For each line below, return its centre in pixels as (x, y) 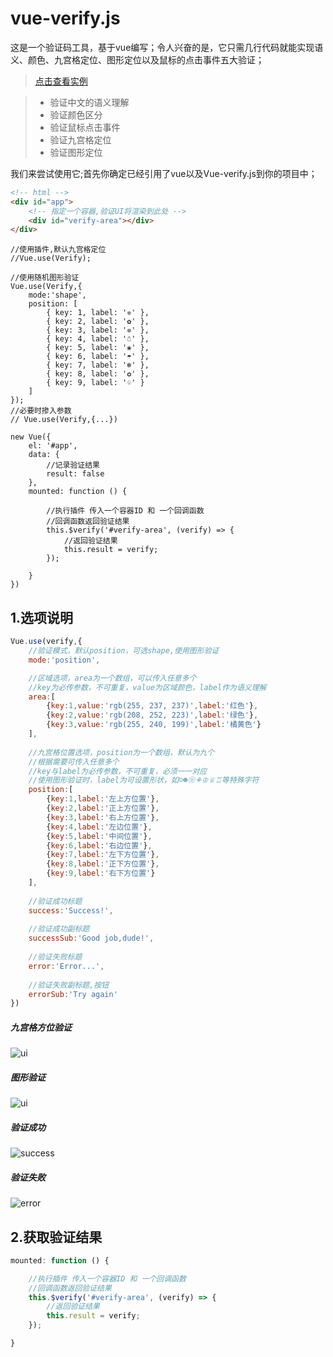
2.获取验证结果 (56, 1237)
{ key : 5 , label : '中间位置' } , (99, 836)
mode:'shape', (57, 295)
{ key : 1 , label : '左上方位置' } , (103, 799)
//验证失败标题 (55, 957)
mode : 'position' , (64, 660)
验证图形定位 (76, 152)
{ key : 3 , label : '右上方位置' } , (103, 817)
